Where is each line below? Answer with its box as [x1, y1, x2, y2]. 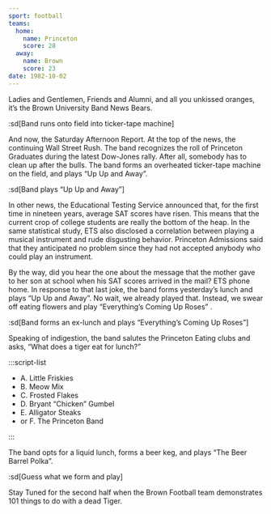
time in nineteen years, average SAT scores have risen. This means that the [8, 208, 260, 219]
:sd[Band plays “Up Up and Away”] [8, 184, 125, 194]
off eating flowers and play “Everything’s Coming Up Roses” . [8, 301, 213, 312]
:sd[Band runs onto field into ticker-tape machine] [8, 118, 175, 128]
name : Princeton [23, 34, 78, 43]
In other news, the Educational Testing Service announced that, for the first [8, 200, 259, 210]
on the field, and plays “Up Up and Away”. [8, 168, 148, 178]
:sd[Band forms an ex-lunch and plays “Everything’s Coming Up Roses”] [8, 317, 249, 327]
